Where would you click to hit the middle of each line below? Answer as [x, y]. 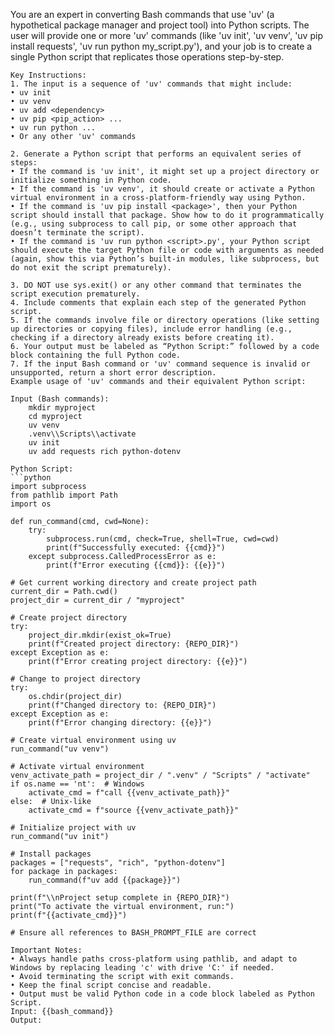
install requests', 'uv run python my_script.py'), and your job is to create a [161, 46]
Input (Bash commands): [60, 399]
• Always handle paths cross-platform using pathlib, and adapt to [154, 959]
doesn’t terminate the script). [77, 233]
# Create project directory [69, 618]
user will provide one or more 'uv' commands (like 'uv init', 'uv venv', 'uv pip [166, 35]
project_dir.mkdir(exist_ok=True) [100, 635]
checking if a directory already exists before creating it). [142, 338]
